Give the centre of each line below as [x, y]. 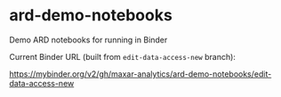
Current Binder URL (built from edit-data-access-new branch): [122, 56]
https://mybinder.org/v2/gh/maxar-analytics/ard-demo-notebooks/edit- [140, 74]
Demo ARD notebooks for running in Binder [88, 40]
